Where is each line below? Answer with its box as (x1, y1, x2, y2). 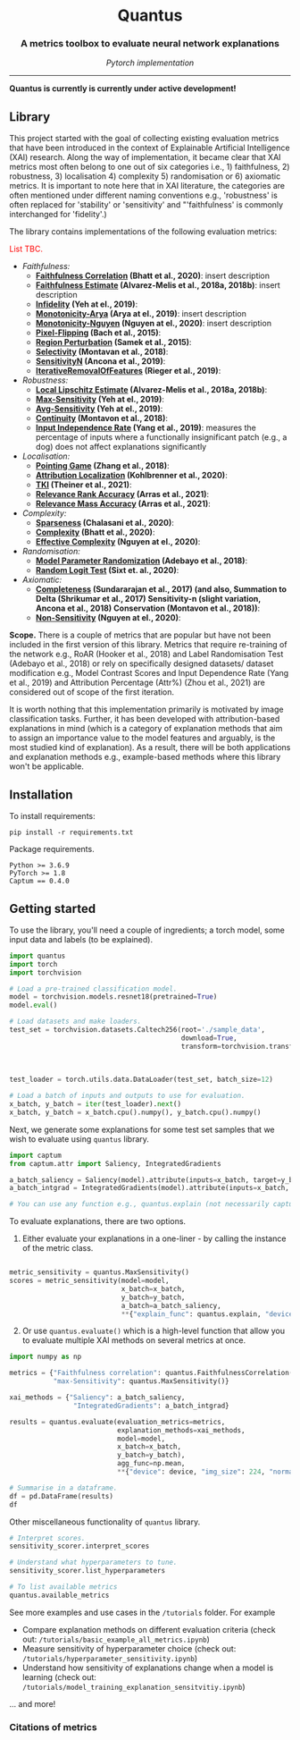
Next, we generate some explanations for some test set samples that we (9, 1124, 275, 1135)
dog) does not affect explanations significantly (35, 442, 207, 452)
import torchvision (9, 967, 82, 977)
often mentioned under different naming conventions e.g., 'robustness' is (9, 190, 279, 201)
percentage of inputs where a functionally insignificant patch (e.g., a (35, 432, 287, 443)
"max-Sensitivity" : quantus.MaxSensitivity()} (53, 1377, 229, 1386)
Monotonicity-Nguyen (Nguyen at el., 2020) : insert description (35, 318, 272, 329)
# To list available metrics (9, 1583, 118, 1592)
